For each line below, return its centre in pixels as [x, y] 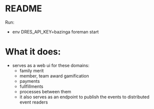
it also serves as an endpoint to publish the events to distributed [84, 97]
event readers [34, 102]
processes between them [45, 91]
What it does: [33, 52]
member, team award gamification [54, 76]
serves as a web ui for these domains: [51, 65]
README [24, 9]
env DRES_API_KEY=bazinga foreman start [56, 32]
